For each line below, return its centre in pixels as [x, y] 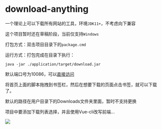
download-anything [47, 9]
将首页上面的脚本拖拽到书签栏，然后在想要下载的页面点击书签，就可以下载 [81, 85]
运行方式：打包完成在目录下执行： [40, 55]
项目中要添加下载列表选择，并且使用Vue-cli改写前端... [60, 112]
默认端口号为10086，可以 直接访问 [40, 74]
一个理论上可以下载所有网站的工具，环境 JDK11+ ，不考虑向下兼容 [70, 23]
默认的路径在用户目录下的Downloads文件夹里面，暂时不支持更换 [71, 101]
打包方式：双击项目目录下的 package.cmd [46, 44]
